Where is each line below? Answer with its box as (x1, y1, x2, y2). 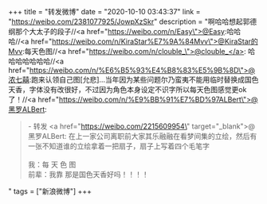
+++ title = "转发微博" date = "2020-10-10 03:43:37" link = (8, 7, 201, 16)
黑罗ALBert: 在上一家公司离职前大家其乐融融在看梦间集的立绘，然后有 (27, 132, 257, 140)
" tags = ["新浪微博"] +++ (8, 187, 92, 196)
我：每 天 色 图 (27, 160, 77, 169)
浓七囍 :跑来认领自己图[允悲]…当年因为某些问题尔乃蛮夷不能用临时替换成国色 (8, 75, 259, 84)
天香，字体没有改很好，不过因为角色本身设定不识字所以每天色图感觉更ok (8, 85, 247, 94)
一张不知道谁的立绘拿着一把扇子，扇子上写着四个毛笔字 (27, 141, 210, 151)
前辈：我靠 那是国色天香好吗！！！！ (27, 170, 149, 179)
